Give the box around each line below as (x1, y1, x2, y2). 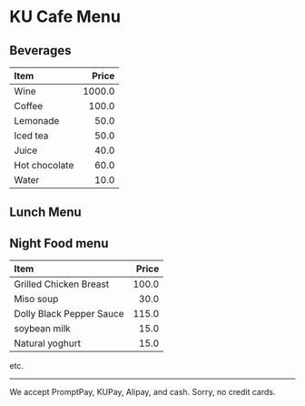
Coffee (14, 100, 44, 112)
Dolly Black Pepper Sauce (14, 308, 124, 320)
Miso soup (14, 293, 59, 306)
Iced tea (14, 129, 49, 142)
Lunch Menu (9, 205, 82, 220)
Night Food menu (9, 235, 109, 251)
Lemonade (14, 115, 60, 127)
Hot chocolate (14, 159, 74, 171)
